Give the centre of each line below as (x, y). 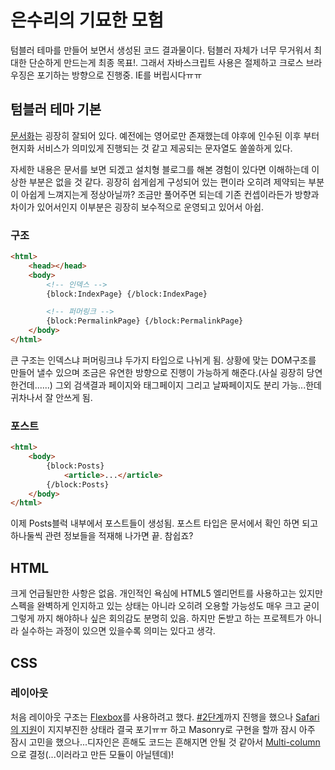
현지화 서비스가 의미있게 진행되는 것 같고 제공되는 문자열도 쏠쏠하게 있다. (151, 148)
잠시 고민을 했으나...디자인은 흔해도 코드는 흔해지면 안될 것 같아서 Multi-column (165, 742)
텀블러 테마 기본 (56, 109)
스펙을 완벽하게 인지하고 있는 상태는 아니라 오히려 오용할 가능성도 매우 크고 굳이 (165, 606)
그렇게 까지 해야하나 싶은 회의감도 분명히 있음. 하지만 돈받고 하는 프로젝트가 (157, 618)
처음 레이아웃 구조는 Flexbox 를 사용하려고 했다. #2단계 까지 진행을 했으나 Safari (165, 717)
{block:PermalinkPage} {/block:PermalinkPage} (145, 321)
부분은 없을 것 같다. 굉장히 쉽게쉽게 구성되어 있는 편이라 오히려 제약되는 (167, 182)
